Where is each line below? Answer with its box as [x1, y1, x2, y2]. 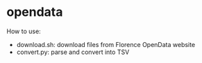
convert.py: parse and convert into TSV [16, 48, 130, 56]
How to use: [6, 27, 41, 35]
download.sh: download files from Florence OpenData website [16, 40, 196, 48]
